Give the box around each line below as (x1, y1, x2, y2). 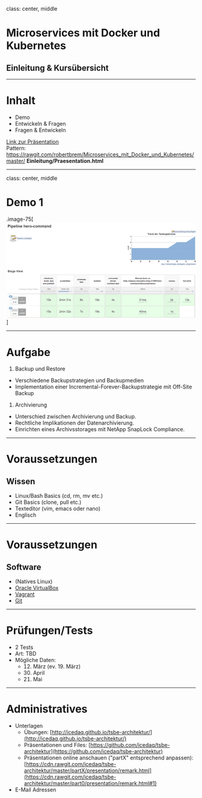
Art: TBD (14, 650, 37, 657)
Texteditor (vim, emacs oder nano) (14, 505, 101, 512)
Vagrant (14, 591, 35, 598)
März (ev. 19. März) (32, 663, 81, 670)
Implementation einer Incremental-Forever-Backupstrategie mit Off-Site (14, 383, 192, 390)
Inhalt (6, 94, 36, 108)
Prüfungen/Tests (6, 624, 93, 637)
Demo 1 (6, 195, 44, 209)
